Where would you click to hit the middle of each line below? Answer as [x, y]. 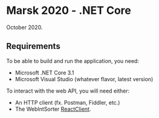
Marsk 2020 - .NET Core [69, 11]
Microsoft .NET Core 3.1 [44, 73]
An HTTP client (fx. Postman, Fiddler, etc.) [67, 102]
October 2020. [24, 27]
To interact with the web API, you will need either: [68, 91]
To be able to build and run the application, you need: [73, 61]
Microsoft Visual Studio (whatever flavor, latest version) [84, 79]
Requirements [33, 46]
